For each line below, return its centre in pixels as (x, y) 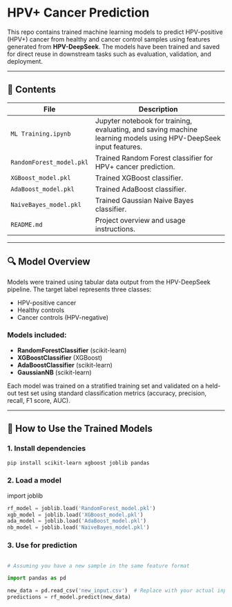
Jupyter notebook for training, (144, 120)
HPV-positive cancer (47, 302)
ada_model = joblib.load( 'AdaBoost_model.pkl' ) (77, 521)
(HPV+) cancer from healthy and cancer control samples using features (109, 39)
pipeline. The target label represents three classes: (79, 289)
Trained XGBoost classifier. (139, 178)
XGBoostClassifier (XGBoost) (60, 357)
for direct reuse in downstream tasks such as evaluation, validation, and (109, 54)
